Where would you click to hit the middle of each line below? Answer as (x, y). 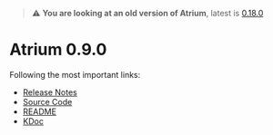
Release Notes (50, 92)
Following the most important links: (75, 74)
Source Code (47, 101)
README (40, 111)
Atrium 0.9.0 (58, 50)
